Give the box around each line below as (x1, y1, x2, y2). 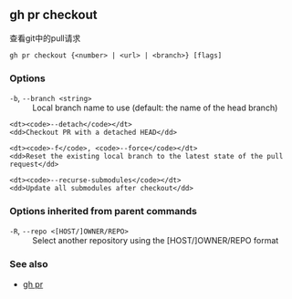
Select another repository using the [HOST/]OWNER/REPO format (32, 235, 279, 246)
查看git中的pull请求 (9, 32, 81, 44)
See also (9, 258, 48, 271)
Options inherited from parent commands (9, 205, 198, 218)
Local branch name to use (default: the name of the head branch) (32, 102, 278, 113)
